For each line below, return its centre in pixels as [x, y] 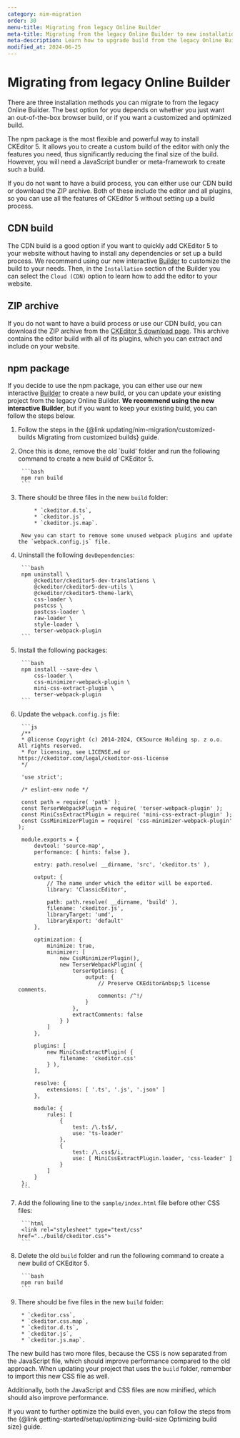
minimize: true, [71, 946]
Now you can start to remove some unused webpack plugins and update [127, 536]
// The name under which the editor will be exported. [130, 884]
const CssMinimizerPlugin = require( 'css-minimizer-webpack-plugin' [127, 821]
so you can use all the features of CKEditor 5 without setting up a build [111, 198]
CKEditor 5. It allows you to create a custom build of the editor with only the [119, 146]
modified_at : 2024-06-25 [44, 47]
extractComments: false [107, 1015]
